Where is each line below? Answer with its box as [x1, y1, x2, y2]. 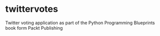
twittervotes [5, 3, 58, 15]
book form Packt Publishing [5, 25, 63, 31]
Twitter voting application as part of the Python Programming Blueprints [5, 20, 155, 26]
